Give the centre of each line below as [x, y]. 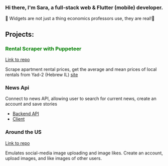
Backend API [26, 114]
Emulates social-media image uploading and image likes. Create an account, [84, 153]
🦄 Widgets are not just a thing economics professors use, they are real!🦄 [80, 19]
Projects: [20, 34]
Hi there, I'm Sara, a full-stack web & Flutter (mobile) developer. [84, 8]
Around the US [23, 132]
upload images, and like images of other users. [53, 158]
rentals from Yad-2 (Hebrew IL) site [42, 74]
